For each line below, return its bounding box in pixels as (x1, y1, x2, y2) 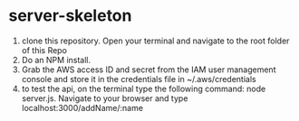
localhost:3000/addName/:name (21, 102, 144, 113)
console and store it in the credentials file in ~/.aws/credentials (21, 73, 256, 84)
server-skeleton (8, 5, 132, 26)
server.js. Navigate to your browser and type (21, 92, 188, 104)
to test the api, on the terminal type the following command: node (21, 83, 266, 94)
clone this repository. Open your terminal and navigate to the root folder (21, 35, 290, 46)
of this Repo (21, 44, 67, 55)
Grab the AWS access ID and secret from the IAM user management (21, 64, 276, 75)
